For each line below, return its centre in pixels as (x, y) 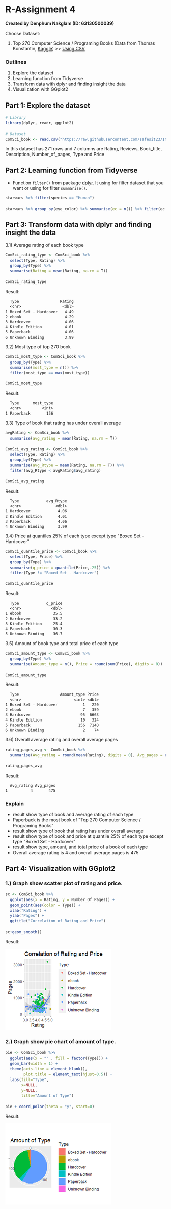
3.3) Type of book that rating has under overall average (63, 423)
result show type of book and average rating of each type (73, 815)
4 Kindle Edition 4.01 (39, 327)
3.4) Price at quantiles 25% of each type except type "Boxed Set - (75, 536)
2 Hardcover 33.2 (34, 619)
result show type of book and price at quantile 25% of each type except (88, 836)
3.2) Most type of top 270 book (38, 346)
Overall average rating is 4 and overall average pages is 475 (76, 853)
